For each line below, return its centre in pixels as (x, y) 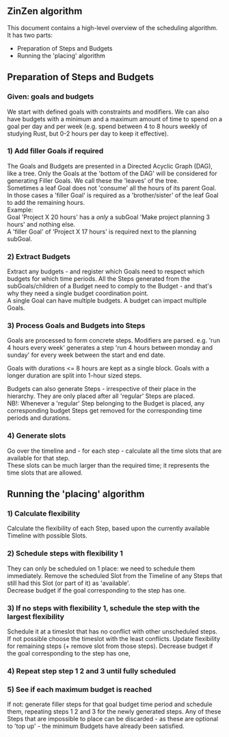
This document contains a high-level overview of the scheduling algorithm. (112, 27)
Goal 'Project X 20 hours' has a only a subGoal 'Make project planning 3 (109, 217)
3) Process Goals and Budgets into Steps (76, 326)
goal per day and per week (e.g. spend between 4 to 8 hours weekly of (107, 126)
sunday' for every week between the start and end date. (86, 355)
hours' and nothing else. (41, 224)
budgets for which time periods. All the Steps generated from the (98, 279)
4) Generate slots (37, 436)
